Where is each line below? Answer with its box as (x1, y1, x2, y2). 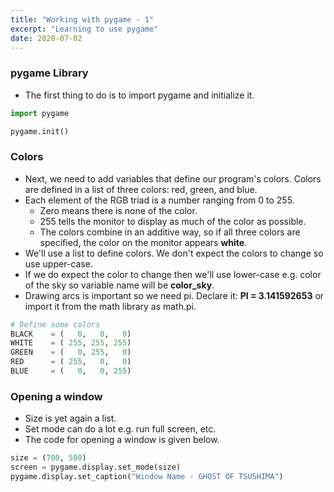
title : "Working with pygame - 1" (10, 14, 155, 25)
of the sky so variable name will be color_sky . (24, 279, 215, 291)
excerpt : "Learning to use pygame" (10, 24, 159, 34)
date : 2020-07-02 (10, 33, 83, 43)
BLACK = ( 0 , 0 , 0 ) (10, 329, 132, 339)
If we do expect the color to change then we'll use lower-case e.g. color (24, 268, 322, 280)
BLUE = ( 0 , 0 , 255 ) (10, 366, 132, 376)
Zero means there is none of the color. (39, 204, 198, 216)
